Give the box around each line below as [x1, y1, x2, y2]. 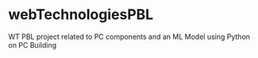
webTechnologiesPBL [8, 6, 154, 24]
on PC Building [8, 40, 57, 49]
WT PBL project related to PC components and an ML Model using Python [8, 32, 251, 41]
